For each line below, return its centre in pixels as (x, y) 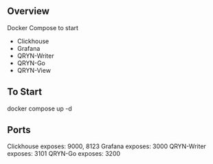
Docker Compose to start (43, 27)
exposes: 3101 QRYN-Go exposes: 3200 (64, 154)
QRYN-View (34, 70)
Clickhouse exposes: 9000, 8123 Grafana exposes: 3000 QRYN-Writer (106, 146)
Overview (29, 11)
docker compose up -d (40, 108)
